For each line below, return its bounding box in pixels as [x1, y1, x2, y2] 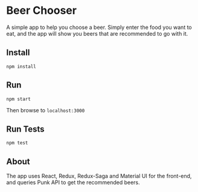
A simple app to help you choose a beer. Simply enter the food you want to [6, 24, 192, 31]
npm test [6, 140, 28, 146]
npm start [6, 96, 31, 102]
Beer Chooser [6, 4, 77, 18]
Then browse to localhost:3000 [6, 106, 85, 114]
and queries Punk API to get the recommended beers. [6, 179, 140, 186]
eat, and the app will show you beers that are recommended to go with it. [6, 30, 188, 37]
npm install [6, 63, 36, 69]
